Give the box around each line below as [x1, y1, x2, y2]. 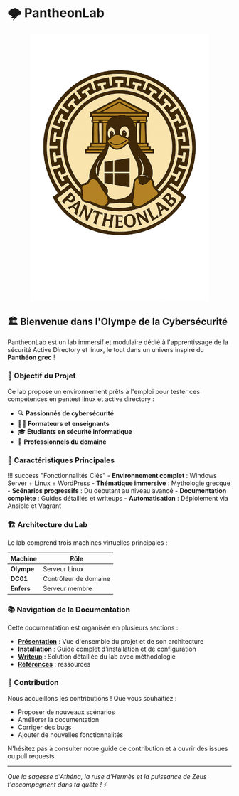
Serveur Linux [42, 564, 84, 573]
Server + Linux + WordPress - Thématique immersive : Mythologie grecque [7, 479, 231, 487]
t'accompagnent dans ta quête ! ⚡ [7, 780, 108, 789]
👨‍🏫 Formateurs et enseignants [17, 419, 110, 428]
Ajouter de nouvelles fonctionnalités [17, 730, 123, 739]
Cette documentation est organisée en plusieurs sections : [7, 623, 179, 632]
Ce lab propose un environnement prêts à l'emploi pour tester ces [7, 387, 201, 396]
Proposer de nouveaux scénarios [17, 708, 115, 716]
